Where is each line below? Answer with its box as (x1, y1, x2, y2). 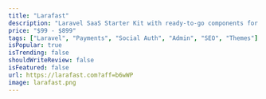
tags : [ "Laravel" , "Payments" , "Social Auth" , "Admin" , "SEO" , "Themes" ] (8, 34, 259, 42)
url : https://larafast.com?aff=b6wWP (8, 71, 134, 79)
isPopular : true (8, 42, 62, 49)
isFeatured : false (8, 64, 69, 72)
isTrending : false (8, 49, 69, 57)
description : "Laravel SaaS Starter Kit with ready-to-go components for (8, 19, 259, 27)
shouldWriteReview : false (8, 57, 94, 65)
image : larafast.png (8, 78, 77, 86)
